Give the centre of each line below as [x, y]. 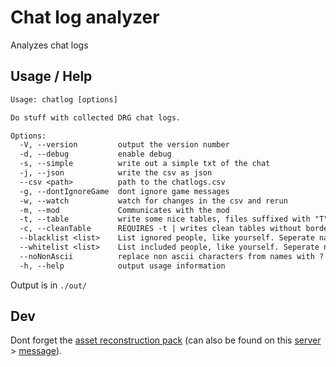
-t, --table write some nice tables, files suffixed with [165, 219]
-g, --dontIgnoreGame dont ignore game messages [124, 191]
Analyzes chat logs [49, 45]
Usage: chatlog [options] [64, 99]
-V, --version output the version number [124, 145]
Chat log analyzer [85, 17]
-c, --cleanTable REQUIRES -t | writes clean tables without [160, 229]
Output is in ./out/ [49, 285]
